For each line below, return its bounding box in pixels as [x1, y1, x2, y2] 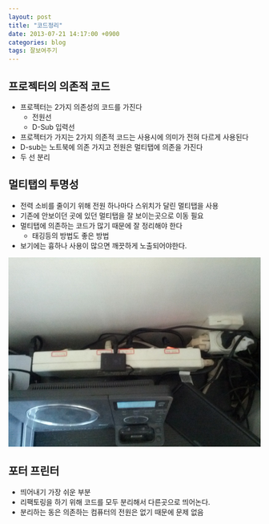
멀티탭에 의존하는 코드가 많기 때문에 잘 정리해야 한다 [19, 220, 183, 230]
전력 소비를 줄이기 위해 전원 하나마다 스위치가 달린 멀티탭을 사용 [19, 200, 219, 210]
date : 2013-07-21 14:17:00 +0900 [8, 30, 120, 38]
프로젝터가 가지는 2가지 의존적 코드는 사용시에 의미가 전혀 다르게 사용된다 [19, 132, 249, 142]
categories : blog [8, 38, 66, 46]
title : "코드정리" [8, 21, 63, 30]
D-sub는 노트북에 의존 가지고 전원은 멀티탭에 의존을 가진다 [19, 142, 203, 151]
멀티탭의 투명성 [8, 178, 79, 191]
